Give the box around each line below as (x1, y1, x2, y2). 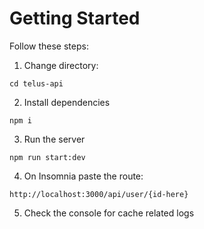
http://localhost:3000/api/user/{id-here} (9, 189, 189, 199)
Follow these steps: (9, 40, 89, 52)
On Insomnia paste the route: (23, 170, 144, 182)
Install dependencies (23, 96, 111, 108)
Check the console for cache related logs (23, 207, 195, 219)
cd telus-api (9, 78, 64, 89)
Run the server (23, 133, 86, 145)
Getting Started (9, 7, 141, 30)
